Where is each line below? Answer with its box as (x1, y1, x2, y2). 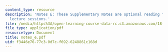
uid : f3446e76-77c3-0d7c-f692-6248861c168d (5, 40, 97, 45)
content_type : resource (5, 7, 55, 12)
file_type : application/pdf (5, 26, 64, 31)
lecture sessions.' (9, 16, 50, 21)
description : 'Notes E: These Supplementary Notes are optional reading (5, 12, 160, 17)
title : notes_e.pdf (5, 35, 46, 40)
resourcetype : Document (5, 30, 55, 35)
